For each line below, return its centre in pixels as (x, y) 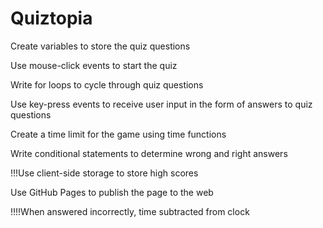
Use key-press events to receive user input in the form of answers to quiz (161, 104)
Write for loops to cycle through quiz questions (107, 84)
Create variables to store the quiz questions (100, 46)
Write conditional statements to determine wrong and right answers (149, 153)
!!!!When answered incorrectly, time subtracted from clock (130, 211)
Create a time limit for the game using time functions (118, 134)
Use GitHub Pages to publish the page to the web (112, 192)
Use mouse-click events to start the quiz (94, 65)
